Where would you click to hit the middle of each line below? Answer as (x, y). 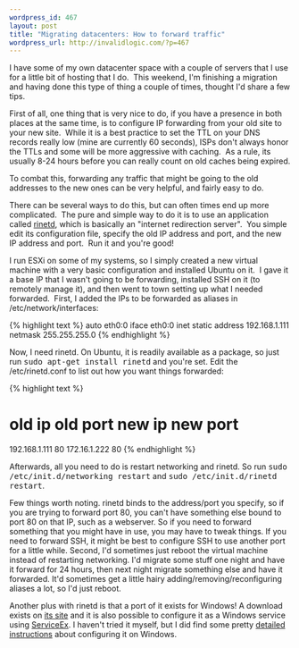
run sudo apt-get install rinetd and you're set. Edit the (124, 362)
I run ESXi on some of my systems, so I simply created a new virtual (134, 261)
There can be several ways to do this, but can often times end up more (139, 206)
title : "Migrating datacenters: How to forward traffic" (117, 34)
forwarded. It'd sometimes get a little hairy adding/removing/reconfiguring (146, 579)
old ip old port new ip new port (124, 425)
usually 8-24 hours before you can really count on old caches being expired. (150, 161)
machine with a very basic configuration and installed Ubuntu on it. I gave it (149, 270)
